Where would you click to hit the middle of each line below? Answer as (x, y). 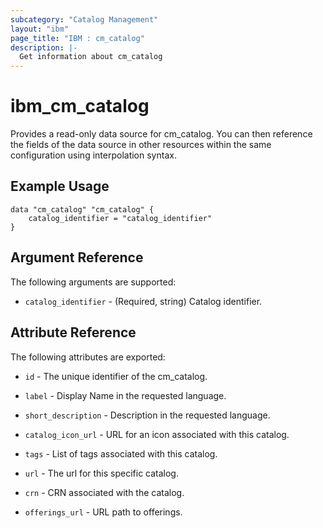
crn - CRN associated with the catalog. (104, 492)
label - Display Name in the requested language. (125, 395)
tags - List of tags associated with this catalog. (121, 453)
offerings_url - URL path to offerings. (103, 512)
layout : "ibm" (40, 29)
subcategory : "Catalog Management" (84, 19)
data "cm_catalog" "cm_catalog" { (82, 209)
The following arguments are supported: (93, 282)
